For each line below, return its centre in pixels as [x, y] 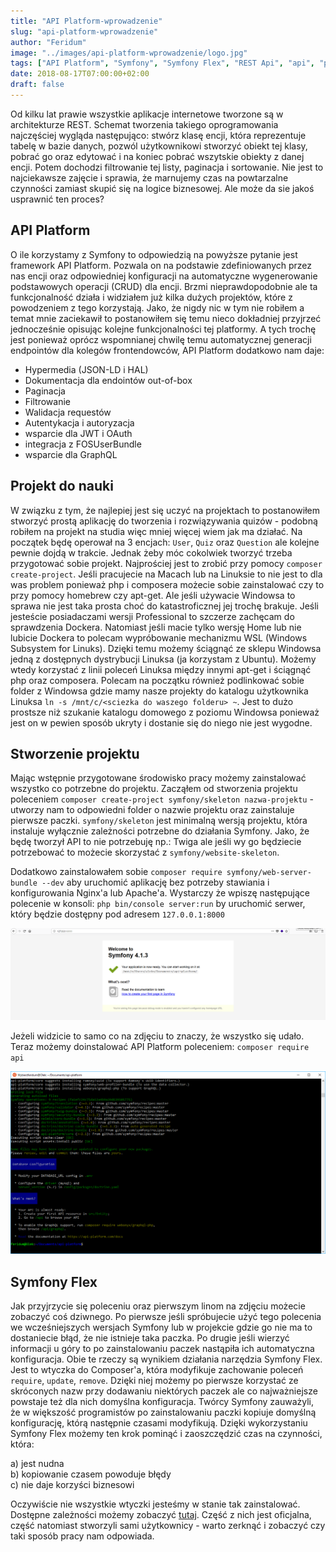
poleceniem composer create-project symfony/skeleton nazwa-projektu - [162, 799]
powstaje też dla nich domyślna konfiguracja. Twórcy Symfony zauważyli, [162, 1402]
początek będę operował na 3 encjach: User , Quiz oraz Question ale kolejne [165, 542]
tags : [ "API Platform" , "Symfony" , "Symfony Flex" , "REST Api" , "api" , [162, 63]
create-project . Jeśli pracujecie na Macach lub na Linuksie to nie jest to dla [166, 574]
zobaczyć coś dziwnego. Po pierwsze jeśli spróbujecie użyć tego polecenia [166, 1317]
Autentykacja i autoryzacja [79, 422]
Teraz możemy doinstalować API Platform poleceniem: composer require [160, 1047]
